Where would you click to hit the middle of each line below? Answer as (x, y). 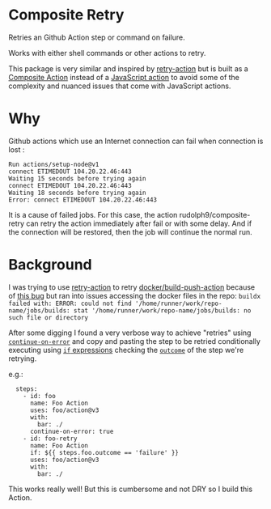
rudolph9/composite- (215, 214)
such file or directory (49, 317)
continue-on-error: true (72, 431)
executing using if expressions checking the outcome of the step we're (126, 350)
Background (50, 265)
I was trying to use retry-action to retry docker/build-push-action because (132, 287)
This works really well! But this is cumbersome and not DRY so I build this (131, 489)
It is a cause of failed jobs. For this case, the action (93, 214)
